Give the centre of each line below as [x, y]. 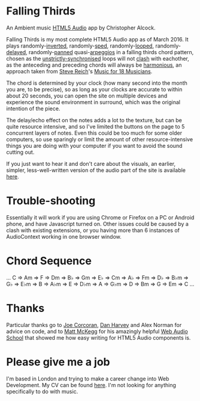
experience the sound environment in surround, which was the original [93, 102]
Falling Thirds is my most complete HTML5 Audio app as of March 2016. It [97, 39]
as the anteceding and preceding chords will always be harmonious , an [94, 65]
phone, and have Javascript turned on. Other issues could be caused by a [97, 224]
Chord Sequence [49, 261]
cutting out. [20, 152]
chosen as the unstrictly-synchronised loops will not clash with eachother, [98, 58]
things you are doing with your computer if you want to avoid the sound [94, 145]
